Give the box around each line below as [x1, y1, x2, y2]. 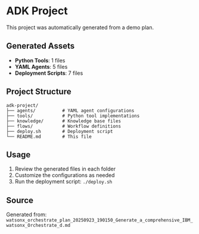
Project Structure [6, 87, 71, 97]
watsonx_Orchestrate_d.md [6, 223, 70, 229]
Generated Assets [6, 41, 75, 51]
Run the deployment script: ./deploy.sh [14, 178, 113, 185]
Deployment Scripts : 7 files [14, 69, 83, 77]
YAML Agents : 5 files [14, 63, 68, 70]
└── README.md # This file [6, 134, 92, 140]
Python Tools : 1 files [14, 56, 66, 64]
